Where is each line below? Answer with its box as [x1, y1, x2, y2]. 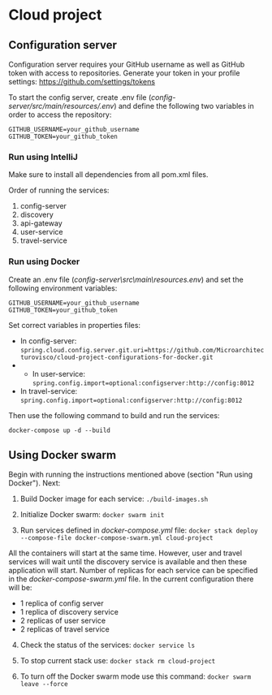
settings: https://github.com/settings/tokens [8, 77, 156, 86]
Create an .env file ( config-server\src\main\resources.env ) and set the [8, 274, 244, 284]
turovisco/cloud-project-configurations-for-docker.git [19, 353, 214, 361]
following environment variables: [8, 283, 118, 293]
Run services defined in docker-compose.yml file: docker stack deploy [19, 525, 258, 535]
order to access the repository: [8, 110, 112, 119]
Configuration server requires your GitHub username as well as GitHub [8, 59, 245, 69]
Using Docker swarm [8, 448, 116, 462]
